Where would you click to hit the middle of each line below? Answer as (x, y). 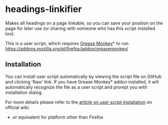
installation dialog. (24, 92)
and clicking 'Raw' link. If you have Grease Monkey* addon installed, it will (82, 81)
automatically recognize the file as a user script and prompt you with (76, 87)
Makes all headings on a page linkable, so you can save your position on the (84, 23)
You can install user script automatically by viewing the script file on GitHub (83, 76)
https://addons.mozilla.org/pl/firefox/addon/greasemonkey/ (67, 48)
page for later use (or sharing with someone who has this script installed (80, 28)
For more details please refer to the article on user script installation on (79, 102)
